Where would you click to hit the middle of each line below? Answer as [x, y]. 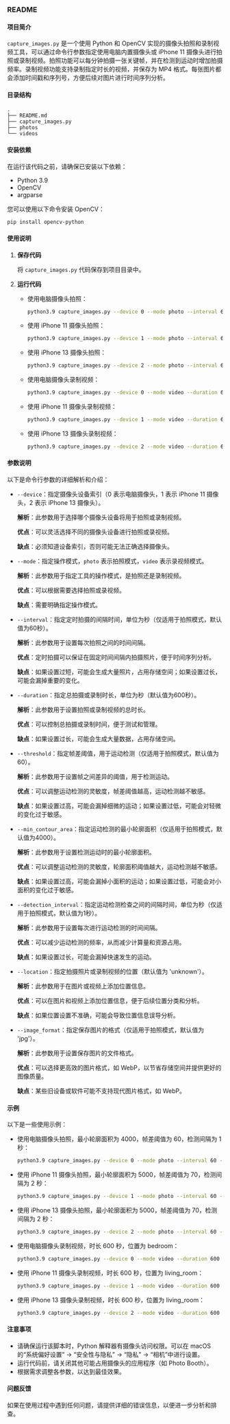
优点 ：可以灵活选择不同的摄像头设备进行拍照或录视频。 [95, 532]
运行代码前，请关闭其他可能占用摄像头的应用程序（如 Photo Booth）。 [115, 1363]
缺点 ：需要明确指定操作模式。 [59, 605]
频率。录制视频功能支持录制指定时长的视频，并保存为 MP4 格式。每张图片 [111, 69]
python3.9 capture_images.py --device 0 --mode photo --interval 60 [117, 1161]
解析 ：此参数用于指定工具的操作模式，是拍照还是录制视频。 [101, 576]
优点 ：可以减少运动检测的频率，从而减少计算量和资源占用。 [101, 942]
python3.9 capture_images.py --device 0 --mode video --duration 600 [118, 1258]
